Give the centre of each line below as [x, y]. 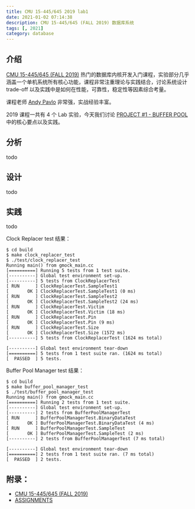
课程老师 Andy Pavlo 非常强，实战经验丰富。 [60, 102]
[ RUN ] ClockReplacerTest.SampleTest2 [62, 297]
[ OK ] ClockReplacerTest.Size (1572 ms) [66, 333]
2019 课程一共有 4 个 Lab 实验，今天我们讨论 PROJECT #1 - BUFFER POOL [97, 114]
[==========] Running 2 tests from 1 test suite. [69, 403]
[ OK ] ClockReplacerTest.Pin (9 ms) [61, 323]
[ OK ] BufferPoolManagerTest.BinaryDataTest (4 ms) [80, 423]
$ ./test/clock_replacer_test [43, 260]
